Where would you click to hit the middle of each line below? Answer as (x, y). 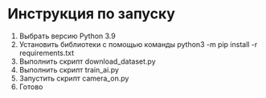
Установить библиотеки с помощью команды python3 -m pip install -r (138, 44)
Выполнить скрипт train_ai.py (69, 69)
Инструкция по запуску (92, 14)
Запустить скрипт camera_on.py (74, 78)
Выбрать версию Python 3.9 (67, 36)
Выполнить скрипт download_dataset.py (87, 61)
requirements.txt (47, 53)
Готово (31, 86)
